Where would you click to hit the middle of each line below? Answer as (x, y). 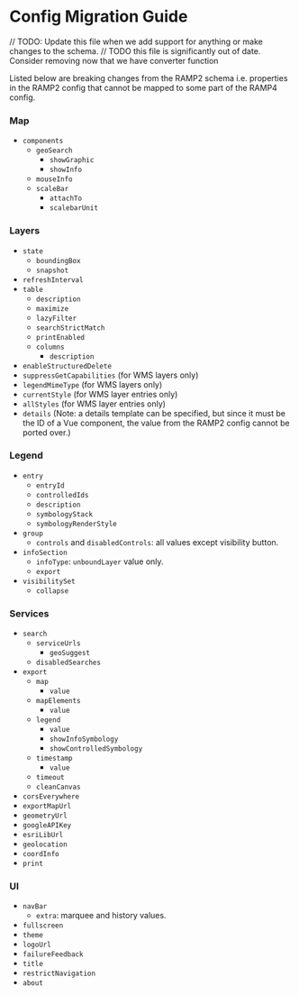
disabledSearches (68, 663)
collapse (52, 591)
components (43, 141)
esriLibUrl (43, 835)
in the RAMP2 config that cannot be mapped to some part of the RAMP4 (143, 87)
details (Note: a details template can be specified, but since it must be (154, 413)
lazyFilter (56, 318)
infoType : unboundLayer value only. (100, 561)
